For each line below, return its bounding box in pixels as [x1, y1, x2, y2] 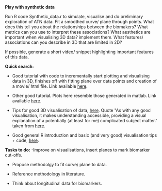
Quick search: [5, 63, 34, 69]
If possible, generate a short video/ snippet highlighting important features [5, 49, 154, 55]
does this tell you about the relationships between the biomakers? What [5, 24, 148, 30]
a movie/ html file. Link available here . [12, 83, 88, 89]
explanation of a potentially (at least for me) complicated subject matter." [12, 118, 158, 123]
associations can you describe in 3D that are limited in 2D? [5, 39, 122, 45]
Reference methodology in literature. [12, 171, 86, 177]
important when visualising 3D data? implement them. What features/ [5, 34, 144, 40]
